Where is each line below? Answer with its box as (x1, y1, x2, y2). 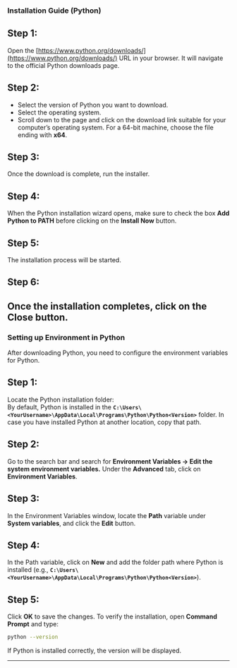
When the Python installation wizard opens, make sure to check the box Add (7, 209, 230, 218)
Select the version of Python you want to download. (17, 100, 169, 109)
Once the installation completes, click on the (7, 300, 207, 312)
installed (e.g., (7, 566, 49, 574)
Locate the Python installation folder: (7, 395, 114, 404)
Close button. (7, 311, 68, 323)
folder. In (198, 410, 224, 418)
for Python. (7, 356, 40, 365)
